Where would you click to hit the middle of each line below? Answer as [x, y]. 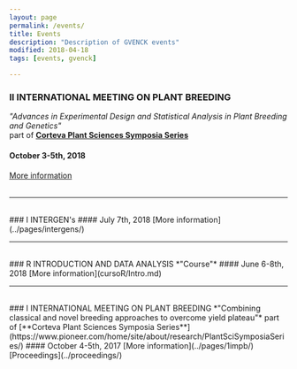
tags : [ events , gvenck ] [53, 58]
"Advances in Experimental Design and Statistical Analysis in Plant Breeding [148, 117]
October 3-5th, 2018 [47, 155]
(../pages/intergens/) [47, 229]
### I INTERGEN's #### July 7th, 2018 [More [92, 219]
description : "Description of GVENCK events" [94, 42]
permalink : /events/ [47, 26]
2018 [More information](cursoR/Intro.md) [85, 273]
